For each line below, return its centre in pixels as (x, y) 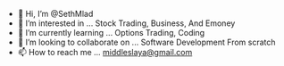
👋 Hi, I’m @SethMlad (55, 14)
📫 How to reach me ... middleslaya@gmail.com (105, 52)
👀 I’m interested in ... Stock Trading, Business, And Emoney (126, 23)
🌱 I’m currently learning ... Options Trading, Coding (111, 33)
